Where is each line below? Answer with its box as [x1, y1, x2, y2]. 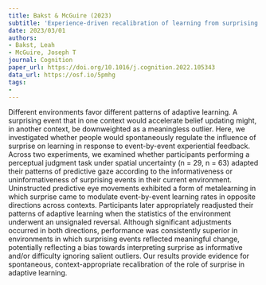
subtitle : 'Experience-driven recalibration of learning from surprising [8, 19, 259, 27]
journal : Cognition [8, 57, 73, 64]
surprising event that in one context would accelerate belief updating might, [8, 116, 257, 126]
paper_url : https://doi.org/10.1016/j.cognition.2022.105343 [8, 64, 216, 72]
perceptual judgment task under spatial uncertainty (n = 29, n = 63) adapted [8, 158, 259, 168]
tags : [8, 78, 26, 86]
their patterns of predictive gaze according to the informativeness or [8, 166, 233, 176]
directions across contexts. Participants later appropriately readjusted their [8, 201, 254, 210]
